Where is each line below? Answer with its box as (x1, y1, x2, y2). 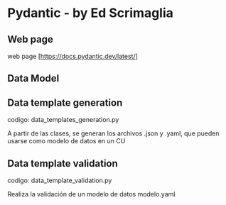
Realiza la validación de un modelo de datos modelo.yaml (7, 190, 176, 199)
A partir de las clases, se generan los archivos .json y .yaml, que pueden (7, 129, 220, 138)
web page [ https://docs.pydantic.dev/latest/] (7, 52, 139, 60)
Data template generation (7, 96, 123, 109)
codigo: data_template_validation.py (7, 176, 112, 185)
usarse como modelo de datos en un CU (7, 137, 126, 145)
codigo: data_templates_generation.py (7, 116, 119, 124)
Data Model (7, 72, 60, 84)
